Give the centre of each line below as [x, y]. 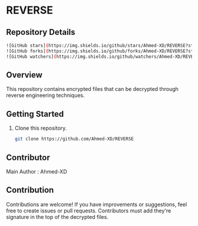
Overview [24, 75]
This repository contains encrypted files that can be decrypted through [92, 89]
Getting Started [35, 114]
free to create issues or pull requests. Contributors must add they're [89, 211]
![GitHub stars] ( [27, 45]
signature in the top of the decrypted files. [57, 217]
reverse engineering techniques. [46, 96]
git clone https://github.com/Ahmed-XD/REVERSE [74, 139]
